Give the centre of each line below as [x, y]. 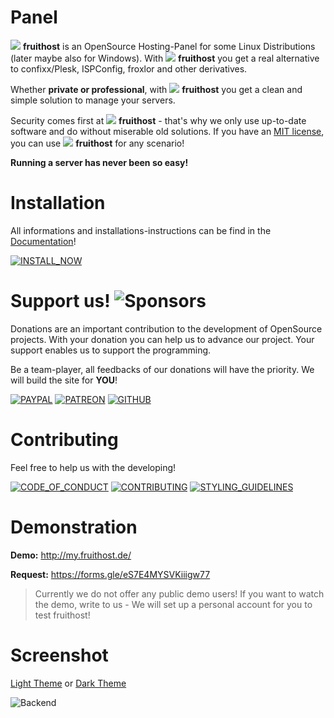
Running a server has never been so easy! [99, 162]
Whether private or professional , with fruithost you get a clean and [156, 89]
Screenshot [59, 655]
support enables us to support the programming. [111, 350]
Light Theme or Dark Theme [68, 683]
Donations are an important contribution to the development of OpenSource [166, 328]
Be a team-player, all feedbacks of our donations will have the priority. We [162, 369]
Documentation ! [43, 241]
